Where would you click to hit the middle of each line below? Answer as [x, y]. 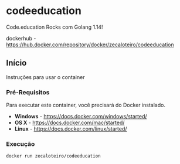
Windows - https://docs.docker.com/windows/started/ [81, 117]
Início [16, 63]
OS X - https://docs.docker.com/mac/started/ [69, 123]
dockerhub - [21, 38]
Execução [21, 143]
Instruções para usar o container [45, 77]
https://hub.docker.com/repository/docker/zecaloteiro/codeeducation [90, 45]
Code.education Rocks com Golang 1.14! [55, 27]
